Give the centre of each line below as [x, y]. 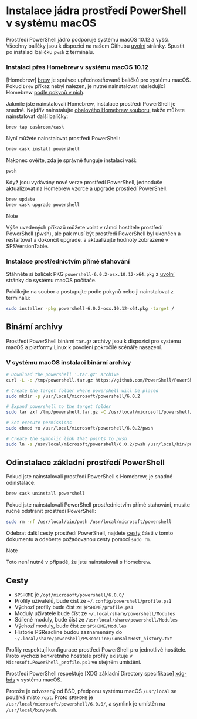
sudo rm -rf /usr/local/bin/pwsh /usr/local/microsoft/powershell [89, 522]
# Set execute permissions [39, 423]
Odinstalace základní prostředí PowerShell [86, 463]
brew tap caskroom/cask [35, 127]
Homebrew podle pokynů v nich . [45, 93]
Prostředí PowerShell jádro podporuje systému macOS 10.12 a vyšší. [88, 39]
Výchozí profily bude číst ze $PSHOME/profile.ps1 [74, 607]
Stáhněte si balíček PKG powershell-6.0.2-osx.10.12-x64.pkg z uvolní [90, 274]
